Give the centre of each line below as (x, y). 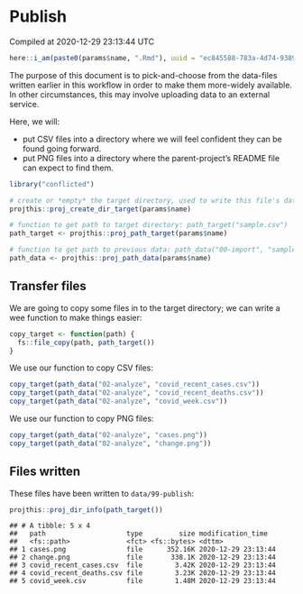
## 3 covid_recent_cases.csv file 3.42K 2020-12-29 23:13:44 (143, 565)
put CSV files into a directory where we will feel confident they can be (152, 139)
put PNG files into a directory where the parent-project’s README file (151, 158)
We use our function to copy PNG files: (82, 418)
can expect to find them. (68, 168)
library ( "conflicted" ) (52, 184)
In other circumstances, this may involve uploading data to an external (140, 94)
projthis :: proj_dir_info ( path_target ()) (87, 510)
